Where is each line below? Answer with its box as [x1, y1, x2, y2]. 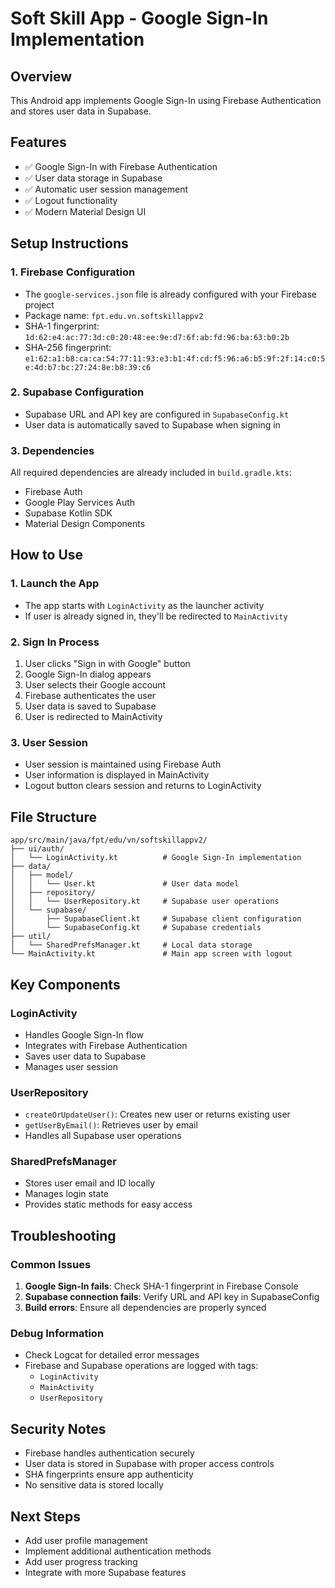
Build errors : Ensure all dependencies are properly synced [24, 1302, 267, 1314]
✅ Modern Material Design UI [24, 205, 147, 217]
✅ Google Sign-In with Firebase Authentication [24, 160, 218, 172]
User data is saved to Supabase [24, 700, 157, 712]
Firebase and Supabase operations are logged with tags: [24, 1360, 259, 1372]
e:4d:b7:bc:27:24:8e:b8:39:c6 [24, 362, 152, 372]
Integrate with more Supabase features [24, 1567, 187, 1579]
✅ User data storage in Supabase [24, 172, 163, 184]
